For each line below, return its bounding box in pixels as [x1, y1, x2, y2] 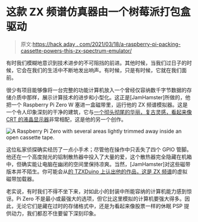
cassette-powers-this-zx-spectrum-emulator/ [20, 47, 132, 54]
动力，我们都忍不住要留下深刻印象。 [11, 210, 99, 217]
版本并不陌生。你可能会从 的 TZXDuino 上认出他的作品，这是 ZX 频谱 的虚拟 [6, 168, 187, 175]
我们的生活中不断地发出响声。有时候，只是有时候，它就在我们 [31, 66, 181, 73]
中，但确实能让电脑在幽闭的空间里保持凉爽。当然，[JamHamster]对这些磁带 [6, 160, 191, 167]
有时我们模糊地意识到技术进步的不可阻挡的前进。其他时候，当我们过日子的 [6, 59, 187, 66]
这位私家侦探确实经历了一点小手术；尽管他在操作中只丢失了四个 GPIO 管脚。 [6, 146, 192, 153]
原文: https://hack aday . [20, 41, 78, 48]
